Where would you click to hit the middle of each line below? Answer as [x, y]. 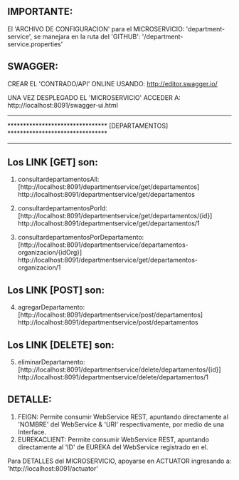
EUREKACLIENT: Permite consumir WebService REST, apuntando [113, 439]
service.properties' [35, 44]
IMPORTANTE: [40, 12]
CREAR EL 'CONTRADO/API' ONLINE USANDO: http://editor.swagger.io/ [113, 83]
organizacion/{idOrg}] [50, 252]
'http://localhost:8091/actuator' [53, 468]
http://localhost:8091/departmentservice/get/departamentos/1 [109, 223]
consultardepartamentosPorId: [63, 208]
